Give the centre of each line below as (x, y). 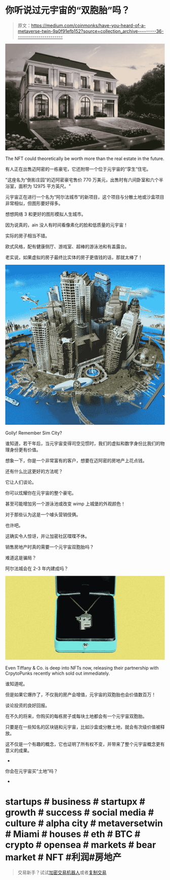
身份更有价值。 (25, 450)
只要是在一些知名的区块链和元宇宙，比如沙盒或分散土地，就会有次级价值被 (83, 727)
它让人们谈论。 (21, 482)
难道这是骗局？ (21, 557)
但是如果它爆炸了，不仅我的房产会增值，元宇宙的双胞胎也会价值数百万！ (80, 695)
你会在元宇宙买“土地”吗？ (32, 771)
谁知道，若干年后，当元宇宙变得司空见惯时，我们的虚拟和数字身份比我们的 (83, 443)
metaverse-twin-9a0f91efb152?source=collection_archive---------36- (91, 31)
